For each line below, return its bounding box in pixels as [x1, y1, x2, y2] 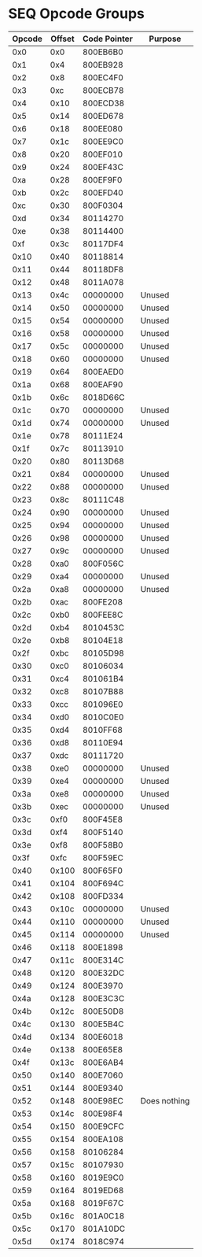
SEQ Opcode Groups [8, 5, 145, 23]
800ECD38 [82, 98, 125, 109]
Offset [50, 33, 75, 44]
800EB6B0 [82, 46, 123, 57]
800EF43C [82, 161, 124, 172]
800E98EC [82, 1095, 124, 1106]
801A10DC [82, 1223, 126, 1234]
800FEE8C [82, 609, 123, 620]
